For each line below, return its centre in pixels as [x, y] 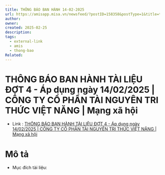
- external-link [26, 42]
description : [18, 32]
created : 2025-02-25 [26, 28]
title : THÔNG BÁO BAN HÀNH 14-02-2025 [45, 10]
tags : [11, 37]
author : [13, 19]
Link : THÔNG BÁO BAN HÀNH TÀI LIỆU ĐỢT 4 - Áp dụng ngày [76, 124]
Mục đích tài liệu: [30, 168]
